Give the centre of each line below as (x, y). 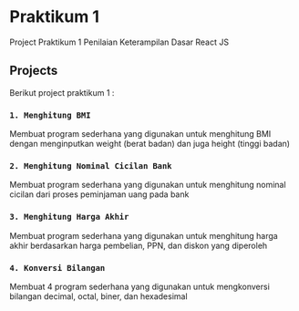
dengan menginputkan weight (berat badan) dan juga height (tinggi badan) (149, 144)
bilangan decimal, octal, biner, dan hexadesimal (99, 296)
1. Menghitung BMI (50, 115)
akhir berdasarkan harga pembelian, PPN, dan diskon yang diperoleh (139, 245)
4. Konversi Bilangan (57, 268)
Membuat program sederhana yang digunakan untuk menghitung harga (144, 235)
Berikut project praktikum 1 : (62, 92)
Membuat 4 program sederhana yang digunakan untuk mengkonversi (140, 286)
